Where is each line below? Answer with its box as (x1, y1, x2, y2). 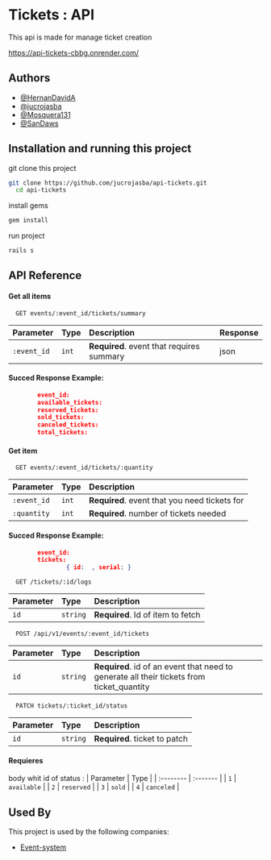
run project (8, 231, 45, 241)
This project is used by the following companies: (8, 827, 169, 837)
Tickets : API (8, 6, 95, 24)
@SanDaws (19, 118, 59, 128)
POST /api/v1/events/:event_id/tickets (15, 630, 150, 638)
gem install (8, 216, 48, 225)
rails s (8, 247, 35, 255)
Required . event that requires (88, 340, 200, 351)
